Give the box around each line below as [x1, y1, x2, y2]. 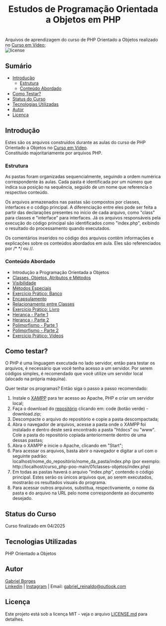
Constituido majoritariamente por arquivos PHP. [5, 150, 103, 156]
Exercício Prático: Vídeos [12, 333, 63, 339]
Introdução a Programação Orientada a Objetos [12, 269, 110, 275]
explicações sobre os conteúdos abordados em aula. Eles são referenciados [5, 240, 161, 246]
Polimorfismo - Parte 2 [12, 327, 59, 333]
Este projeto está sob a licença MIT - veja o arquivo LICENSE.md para [5, 611, 148, 617]
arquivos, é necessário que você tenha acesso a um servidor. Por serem [5, 365, 153, 371]
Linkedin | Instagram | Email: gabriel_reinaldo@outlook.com [5, 583, 126, 589]
